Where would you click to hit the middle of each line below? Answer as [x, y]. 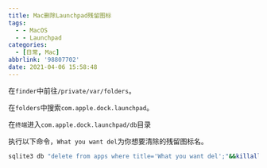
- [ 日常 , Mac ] [37, 52]
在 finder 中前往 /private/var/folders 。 [72, 90]
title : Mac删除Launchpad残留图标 [60, 15]
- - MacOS [31, 30]
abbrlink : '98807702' [44, 60]
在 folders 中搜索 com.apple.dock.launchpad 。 [81, 107]
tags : [17, 23]
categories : [28, 45]
